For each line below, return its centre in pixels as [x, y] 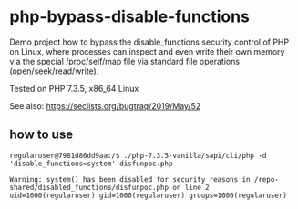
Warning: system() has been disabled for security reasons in [130, 179]
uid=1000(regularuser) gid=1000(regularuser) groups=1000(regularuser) [148, 195]
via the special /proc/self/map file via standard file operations [124, 61]
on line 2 [191, 187]
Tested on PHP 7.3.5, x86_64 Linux [74, 88]
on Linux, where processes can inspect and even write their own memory [147, 51]
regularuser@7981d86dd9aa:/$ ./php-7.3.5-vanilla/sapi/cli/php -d [138, 155]
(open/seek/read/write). [54, 71]
